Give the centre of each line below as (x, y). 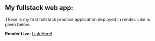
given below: (18, 24)
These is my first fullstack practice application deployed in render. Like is (77, 19)
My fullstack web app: (39, 8)
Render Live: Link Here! (29, 33)
